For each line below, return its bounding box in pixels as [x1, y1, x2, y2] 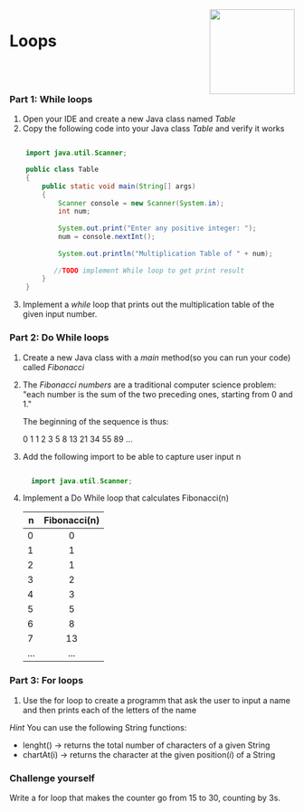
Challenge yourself [9, 771, 95, 784]
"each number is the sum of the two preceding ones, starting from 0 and [22, 388, 293, 399]
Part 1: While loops [9, 92, 93, 105]
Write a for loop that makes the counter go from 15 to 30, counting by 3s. [9, 792, 280, 803]
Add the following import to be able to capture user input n [22, 451, 242, 462]
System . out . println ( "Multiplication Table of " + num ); [57, 249, 273, 258]
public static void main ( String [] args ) [42, 181, 196, 191]
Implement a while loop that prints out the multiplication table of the [22, 299, 275, 310]
